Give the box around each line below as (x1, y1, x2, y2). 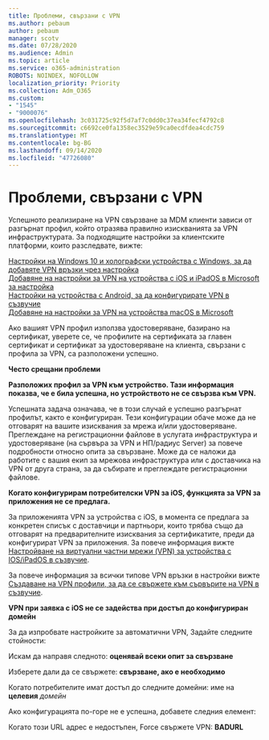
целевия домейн (8, 691, 67, 701)
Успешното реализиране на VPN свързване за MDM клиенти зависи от (8, 215, 253, 225)
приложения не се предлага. (8, 496, 111, 507)
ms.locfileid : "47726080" (8, 154, 95, 162)
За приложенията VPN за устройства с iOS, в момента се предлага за (8, 512, 250, 522)
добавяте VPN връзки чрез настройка (8, 265, 139, 274)
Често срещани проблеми (8, 364, 101, 374)
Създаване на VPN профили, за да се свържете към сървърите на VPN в (8, 579, 259, 589)
